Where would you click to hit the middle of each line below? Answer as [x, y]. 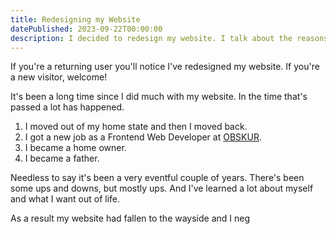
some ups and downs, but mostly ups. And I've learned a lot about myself [162, 188]
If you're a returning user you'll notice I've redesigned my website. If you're [165, 67]
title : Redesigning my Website [75, 19]
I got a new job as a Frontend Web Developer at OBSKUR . [143, 137]
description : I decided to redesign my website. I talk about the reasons [169, 38]
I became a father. [62, 158]
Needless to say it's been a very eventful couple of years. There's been [157, 178]
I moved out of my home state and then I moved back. [136, 127]
